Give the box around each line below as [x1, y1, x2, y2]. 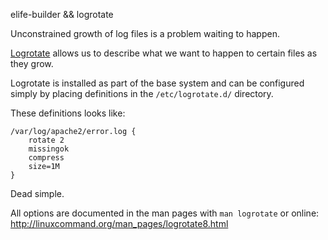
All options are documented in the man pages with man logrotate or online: [10, 207, 320, 219]
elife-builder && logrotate [10, 9, 114, 20]
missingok [28, 144, 70, 154]
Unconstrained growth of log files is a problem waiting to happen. [10, 28, 280, 39]
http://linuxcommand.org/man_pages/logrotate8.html [10, 218, 229, 229]
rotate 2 [28, 135, 65, 145]
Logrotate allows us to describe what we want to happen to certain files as [10, 47, 318, 59]
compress [28, 153, 65, 163]
